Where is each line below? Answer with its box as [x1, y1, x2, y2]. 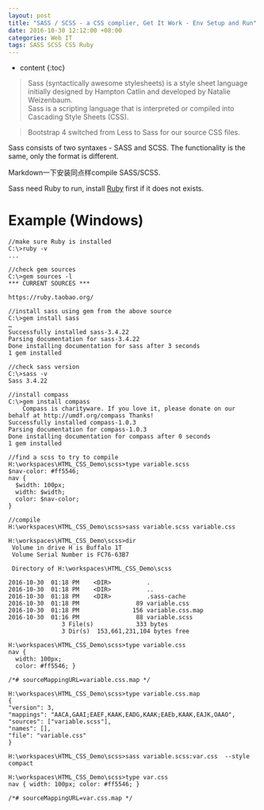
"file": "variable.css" [8, 732, 87, 740]
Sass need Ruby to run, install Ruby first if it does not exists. [8, 184, 205, 193]
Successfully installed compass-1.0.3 [8, 419, 136, 427]
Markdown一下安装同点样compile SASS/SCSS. [8, 168, 161, 177]
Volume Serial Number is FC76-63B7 [11, 551, 129, 559]
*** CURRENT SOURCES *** [8, 280, 90, 288]
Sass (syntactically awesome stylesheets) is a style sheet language [27, 79, 248, 88]
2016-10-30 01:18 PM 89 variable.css [8, 599, 190, 608]
